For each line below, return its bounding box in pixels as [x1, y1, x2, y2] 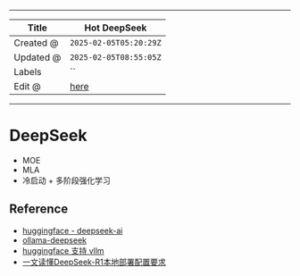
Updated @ [13, 51, 62, 63]
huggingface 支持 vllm [21, 245, 104, 255]
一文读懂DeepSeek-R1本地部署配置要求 [21, 256, 167, 267]
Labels [13, 66, 42, 78]
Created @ [13, 37, 59, 49]
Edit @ [13, 80, 42, 92]
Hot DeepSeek [84, 21, 147, 34]
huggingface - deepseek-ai [21, 225, 123, 236]
